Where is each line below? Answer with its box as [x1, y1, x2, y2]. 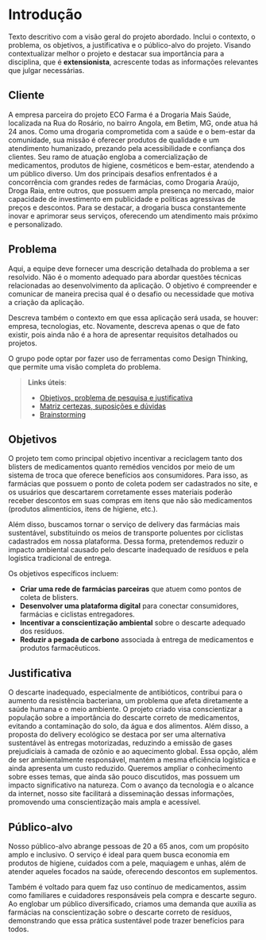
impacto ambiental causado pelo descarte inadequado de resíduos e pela [8, 545, 249, 555]
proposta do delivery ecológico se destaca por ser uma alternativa [8, 729, 226, 740]
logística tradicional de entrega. [8, 554, 112, 563]
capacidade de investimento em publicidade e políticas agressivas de [8, 194, 236, 203]
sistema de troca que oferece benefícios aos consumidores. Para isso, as [8, 470, 249, 480]
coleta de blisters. [19, 593, 79, 602]
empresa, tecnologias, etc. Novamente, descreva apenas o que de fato [8, 321, 241, 331]
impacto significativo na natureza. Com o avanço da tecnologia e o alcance [8, 780, 254, 790]
